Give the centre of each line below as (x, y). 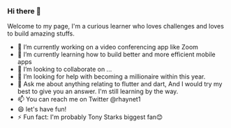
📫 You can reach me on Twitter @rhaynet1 (79, 99)
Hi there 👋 (24, 11)
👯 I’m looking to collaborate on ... (65, 70)
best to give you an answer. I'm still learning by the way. (98, 91)
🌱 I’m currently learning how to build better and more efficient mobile (116, 54)
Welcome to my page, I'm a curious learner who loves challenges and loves (116, 26)
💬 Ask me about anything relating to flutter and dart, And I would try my (120, 84)
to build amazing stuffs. (41, 33)
